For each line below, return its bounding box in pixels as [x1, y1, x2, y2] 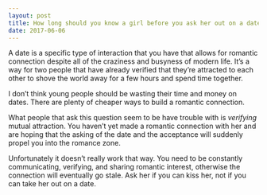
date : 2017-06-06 [8, 26, 66, 34]
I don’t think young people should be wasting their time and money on [8, 89, 237, 99]
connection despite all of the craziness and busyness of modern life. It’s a [8, 57, 250, 66]
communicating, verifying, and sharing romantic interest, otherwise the [8, 162, 241, 172]
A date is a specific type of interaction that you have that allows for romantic [8, 49, 258, 58]
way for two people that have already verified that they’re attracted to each [8, 65, 254, 75]
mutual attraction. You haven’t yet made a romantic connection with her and [8, 121, 257, 131]
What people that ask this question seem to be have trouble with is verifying [8, 113, 257, 123]
